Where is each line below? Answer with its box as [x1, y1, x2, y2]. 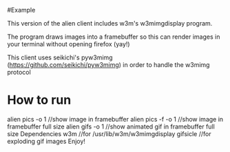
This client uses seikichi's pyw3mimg [7, 53, 113, 61]
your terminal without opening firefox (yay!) [7, 40, 130, 48]
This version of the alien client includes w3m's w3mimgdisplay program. [7, 19, 213, 27]
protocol [7, 68, 31, 76]
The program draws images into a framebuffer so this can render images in [7, 32, 220, 41]
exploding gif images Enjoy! [7, 137, 86, 145]
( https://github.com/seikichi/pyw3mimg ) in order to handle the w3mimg [7, 61, 210, 68]
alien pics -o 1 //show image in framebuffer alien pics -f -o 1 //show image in [7, 115, 224, 123]
